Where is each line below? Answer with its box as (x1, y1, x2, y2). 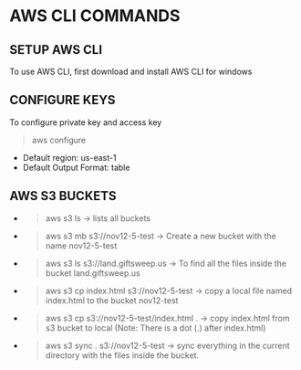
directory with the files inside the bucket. (45, 349, 200, 361)
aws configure (31, 134, 87, 145)
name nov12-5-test (45, 239, 118, 251)
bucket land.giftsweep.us (45, 267, 140, 279)
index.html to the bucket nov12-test (45, 294, 179, 306)
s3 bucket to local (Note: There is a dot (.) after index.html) (45, 322, 266, 333)
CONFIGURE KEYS (9, 92, 116, 108)
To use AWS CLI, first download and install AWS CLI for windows (9, 66, 253, 77)
